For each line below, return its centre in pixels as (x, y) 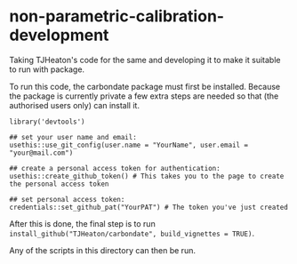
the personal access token (59, 184)
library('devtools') (48, 122)
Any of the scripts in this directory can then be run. (102, 250)
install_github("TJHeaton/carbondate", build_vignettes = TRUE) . (132, 233)
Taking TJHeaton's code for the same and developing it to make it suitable (145, 60)
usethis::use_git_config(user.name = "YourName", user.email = (129, 145)
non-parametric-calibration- (117, 16)
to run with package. (47, 69)
